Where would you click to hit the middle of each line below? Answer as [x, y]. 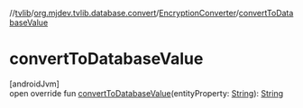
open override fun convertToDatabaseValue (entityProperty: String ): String [147, 93]
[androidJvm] [35, 84]
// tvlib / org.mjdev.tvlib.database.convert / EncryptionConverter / [124, 13]
